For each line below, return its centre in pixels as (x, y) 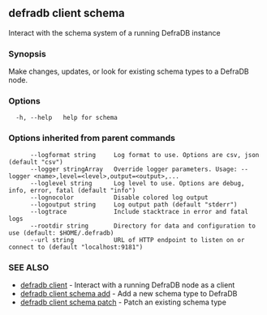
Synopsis (27, 53)
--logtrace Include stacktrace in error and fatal (139, 211)
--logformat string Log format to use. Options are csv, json (144, 155)
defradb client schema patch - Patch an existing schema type (123, 302)
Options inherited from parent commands (92, 138)
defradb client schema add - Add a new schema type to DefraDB (129, 294)
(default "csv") (36, 162)
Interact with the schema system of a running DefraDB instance (114, 32)
